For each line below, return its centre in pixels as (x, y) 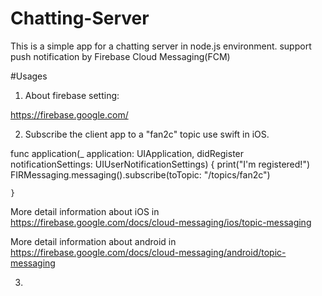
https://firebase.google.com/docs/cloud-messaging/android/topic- (148, 252)
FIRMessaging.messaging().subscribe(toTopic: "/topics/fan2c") (140, 174)
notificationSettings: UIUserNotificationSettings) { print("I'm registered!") (160, 164)
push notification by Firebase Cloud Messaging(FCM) (120, 56)
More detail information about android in (93, 241)
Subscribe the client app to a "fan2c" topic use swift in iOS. (147, 134)
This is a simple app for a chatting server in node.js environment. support (161, 46)
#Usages (29, 76)
